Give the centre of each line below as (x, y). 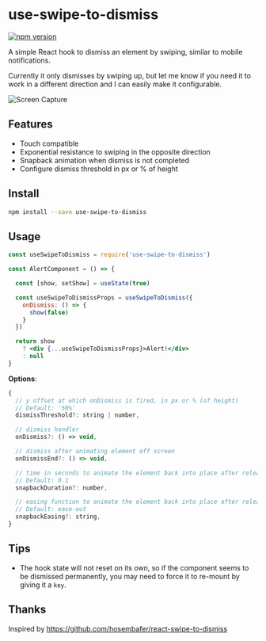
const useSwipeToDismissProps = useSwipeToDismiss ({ (104, 298)
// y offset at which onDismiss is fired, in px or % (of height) (127, 401)
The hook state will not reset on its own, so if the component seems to (134, 567)
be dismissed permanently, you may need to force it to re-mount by (129, 576)
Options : (23, 379)
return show (35, 341)
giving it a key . (43, 585)
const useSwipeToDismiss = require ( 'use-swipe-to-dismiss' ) (110, 255)
